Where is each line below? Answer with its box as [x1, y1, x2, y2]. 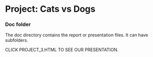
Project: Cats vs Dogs [5, 3, 96, 15]
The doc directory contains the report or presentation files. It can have [5, 32, 149, 38]
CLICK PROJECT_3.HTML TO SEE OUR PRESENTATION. [5, 47, 118, 53]
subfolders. [5, 37, 29, 43]
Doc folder [5, 21, 31, 28]
